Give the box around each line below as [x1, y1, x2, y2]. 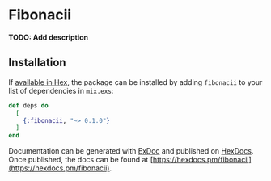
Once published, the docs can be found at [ [8, 155, 154, 165]
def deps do [8, 101, 49, 110]
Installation [8, 56, 66, 69]
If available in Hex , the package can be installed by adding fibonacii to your [8, 77, 263, 86]
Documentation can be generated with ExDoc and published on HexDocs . [8, 146, 254, 156]
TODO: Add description [8, 32, 89, 42]
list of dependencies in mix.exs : [8, 86, 114, 95]
